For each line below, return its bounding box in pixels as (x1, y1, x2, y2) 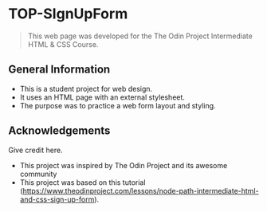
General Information (8, 63, 111, 77)
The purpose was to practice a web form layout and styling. (19, 100, 217, 110)
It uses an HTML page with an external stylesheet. (19, 92, 186, 102)
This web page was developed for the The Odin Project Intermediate (27, 31, 253, 41)
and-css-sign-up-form (19, 194, 95, 204)
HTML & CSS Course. (27, 39, 99, 49)
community (19, 169, 57, 179)
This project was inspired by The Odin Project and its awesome (19, 160, 228, 170)
